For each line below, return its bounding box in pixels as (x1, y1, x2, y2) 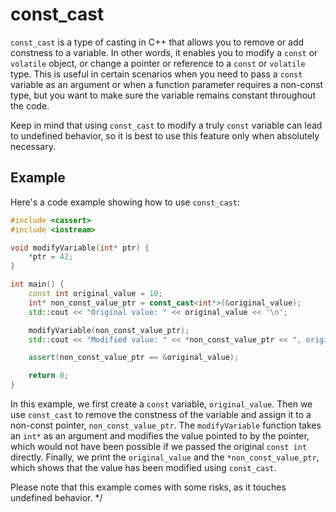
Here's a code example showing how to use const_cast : (10, 196, 241, 208)
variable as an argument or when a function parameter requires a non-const (10, 78, 324, 90)
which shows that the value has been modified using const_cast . (10, 462, 277, 473)
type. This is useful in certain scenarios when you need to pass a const (10, 68, 303, 80)
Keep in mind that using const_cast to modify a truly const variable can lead (10, 119, 323, 131)
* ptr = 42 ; (28, 252, 74, 262)
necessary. (10, 140, 57, 152)
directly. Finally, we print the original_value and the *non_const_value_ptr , (10, 451, 320, 463)
